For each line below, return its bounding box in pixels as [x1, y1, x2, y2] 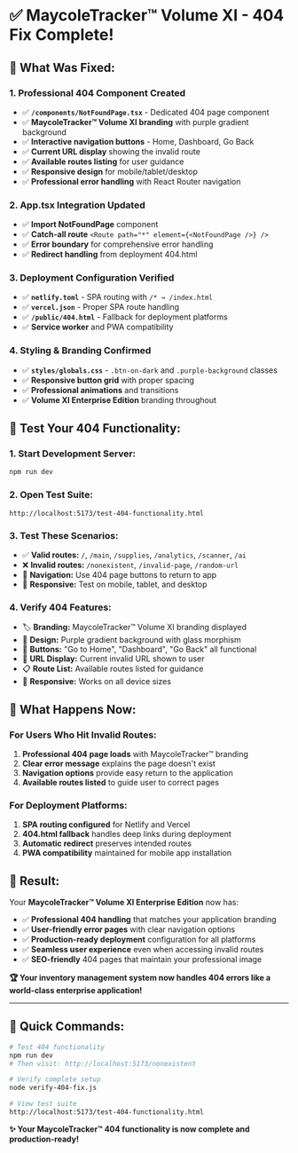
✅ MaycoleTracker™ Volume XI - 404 [9, 5, 285, 26]
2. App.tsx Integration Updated [9, 199, 145, 211]
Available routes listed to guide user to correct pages [21, 777, 220, 787]
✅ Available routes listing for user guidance [21, 156, 184, 167]
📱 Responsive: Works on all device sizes [21, 676, 171, 687]
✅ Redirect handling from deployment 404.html [21, 249, 198, 260]
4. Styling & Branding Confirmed [9, 344, 152, 357]
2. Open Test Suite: [9, 489, 93, 501]
